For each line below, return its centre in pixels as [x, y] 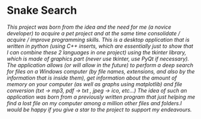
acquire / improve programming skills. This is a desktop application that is [98, 39]
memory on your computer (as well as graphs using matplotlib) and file [95, 84]
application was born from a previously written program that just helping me [101, 97]
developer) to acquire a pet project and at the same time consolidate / [93, 33]
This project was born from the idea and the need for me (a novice [89, 27]
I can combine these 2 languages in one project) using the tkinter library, [97, 52]
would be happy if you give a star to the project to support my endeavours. [99, 109]
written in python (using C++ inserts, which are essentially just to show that [100, 46]
